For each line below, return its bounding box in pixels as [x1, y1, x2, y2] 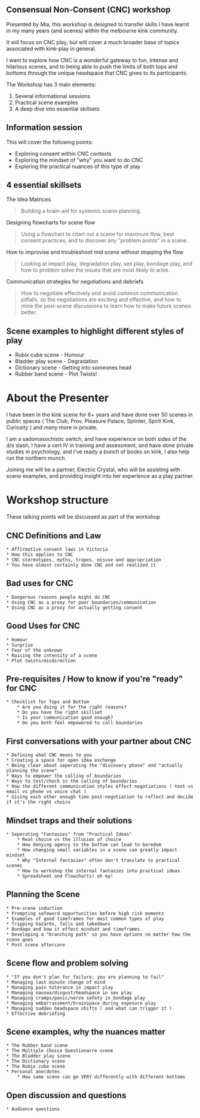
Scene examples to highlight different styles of [6, 326, 184, 336]
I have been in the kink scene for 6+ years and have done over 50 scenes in [6, 411, 193, 418]
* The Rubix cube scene [6, 1064, 66, 1070]
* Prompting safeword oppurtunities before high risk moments [6, 910, 164, 916]
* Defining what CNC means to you [6, 752, 93, 758]
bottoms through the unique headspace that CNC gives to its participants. [6, 69, 188, 77]
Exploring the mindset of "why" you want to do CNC [14, 156, 143, 163]
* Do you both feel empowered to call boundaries [17, 720, 143, 726]
